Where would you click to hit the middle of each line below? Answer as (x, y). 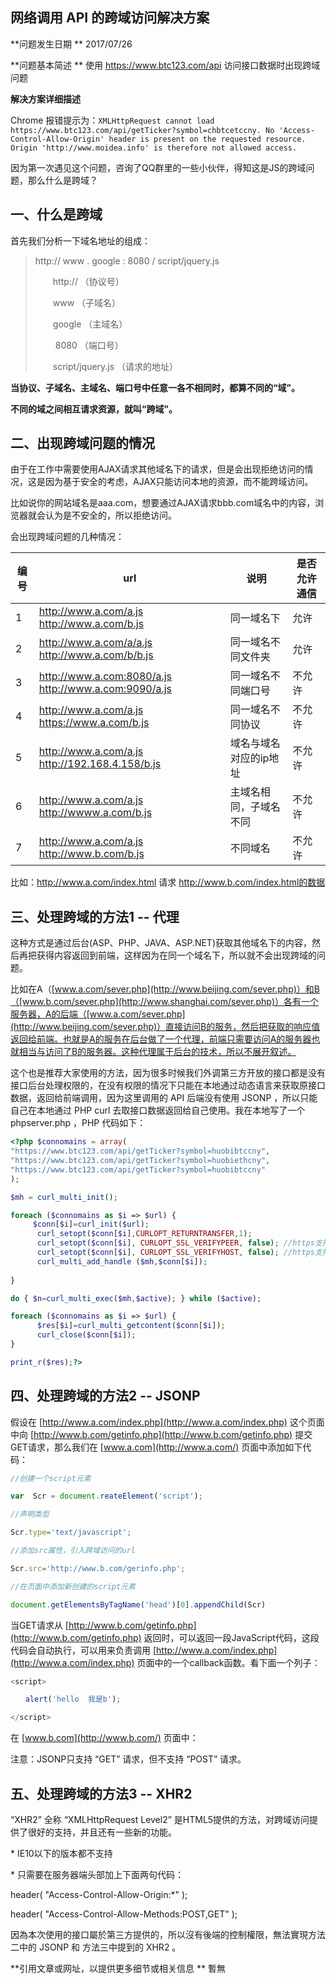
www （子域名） (87, 302)
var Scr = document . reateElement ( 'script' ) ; (106, 1496)
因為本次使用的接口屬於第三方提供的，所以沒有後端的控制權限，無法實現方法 (168, 1934)
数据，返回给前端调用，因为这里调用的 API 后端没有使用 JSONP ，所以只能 (164, 1098)
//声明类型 (30, 1514)
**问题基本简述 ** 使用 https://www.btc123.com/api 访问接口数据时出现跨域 (165, 65)
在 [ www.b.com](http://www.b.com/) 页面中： (104, 1738)
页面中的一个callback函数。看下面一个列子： (228, 1662)
